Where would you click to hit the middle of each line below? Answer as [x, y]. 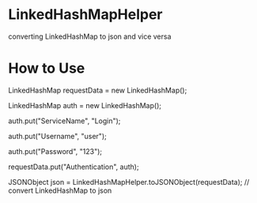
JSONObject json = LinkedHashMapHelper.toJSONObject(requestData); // [129, 182]
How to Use [47, 68]
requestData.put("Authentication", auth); [74, 167]
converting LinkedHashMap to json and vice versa [90, 36]
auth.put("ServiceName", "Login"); [64, 121]
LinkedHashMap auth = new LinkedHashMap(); [85, 105]
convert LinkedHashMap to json [60, 190]
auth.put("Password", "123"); [55, 151]
